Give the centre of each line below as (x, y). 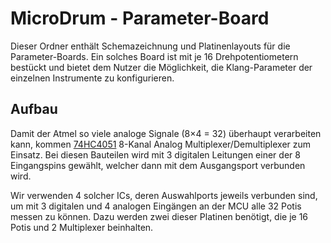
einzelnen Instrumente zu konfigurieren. (92, 78)
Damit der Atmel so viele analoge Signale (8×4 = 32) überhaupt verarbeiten (166, 133)
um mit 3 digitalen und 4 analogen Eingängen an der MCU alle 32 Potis (156, 206)
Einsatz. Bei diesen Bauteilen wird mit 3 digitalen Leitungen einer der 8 (155, 154)
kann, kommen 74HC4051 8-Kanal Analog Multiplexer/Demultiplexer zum (161, 144)
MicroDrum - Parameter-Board (140, 18)
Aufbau (34, 109)
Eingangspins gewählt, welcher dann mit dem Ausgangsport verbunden (158, 165)
